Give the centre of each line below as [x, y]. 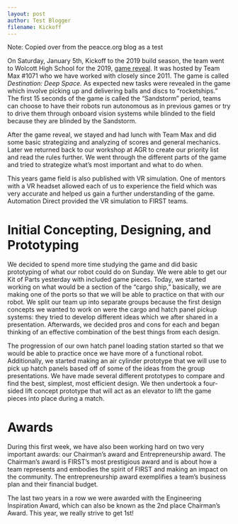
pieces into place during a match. [56, 399]
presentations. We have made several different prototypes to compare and [116, 376]
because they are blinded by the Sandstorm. [72, 121]
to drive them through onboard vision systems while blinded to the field [112, 113]
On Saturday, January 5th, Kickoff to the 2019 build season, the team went [116, 61]
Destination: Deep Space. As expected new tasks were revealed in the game [119, 84]
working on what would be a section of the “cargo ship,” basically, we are [114, 287]
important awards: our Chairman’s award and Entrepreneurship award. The [117, 455]
